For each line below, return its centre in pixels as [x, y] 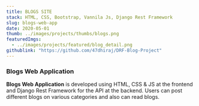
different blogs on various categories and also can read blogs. [83, 97]
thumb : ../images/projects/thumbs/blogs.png [63, 34]
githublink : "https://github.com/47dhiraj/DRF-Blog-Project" [84, 51]
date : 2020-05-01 [28, 28]
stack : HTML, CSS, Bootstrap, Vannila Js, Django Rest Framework [89, 17]
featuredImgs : [24, 39]
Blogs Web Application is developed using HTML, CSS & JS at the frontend [99, 85]
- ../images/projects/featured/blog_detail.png [72, 45]
